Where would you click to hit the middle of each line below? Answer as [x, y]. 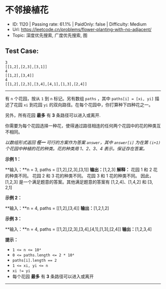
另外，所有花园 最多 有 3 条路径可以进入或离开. [53, 115]
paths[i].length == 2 [34, 260]
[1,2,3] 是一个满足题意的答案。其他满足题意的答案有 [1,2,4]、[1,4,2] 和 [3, [79, 182]
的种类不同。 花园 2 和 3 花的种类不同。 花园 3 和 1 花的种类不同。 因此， [80, 175]
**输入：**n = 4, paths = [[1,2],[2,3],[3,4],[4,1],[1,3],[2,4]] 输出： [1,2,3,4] [79, 229]
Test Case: [22, 51]
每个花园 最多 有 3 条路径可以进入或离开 [53, 276]
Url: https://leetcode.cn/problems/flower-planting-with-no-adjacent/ [82, 29]
